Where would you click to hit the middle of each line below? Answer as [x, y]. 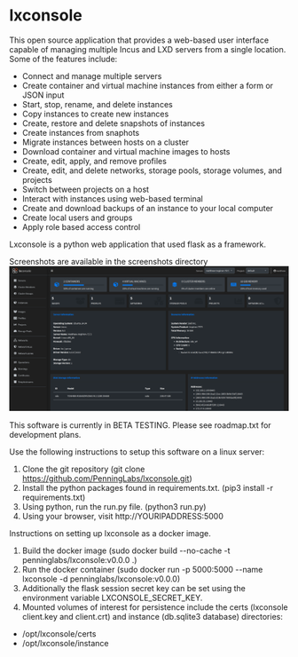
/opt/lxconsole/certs [59, 634]
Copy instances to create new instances [95, 114]
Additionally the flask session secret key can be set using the [134, 589]
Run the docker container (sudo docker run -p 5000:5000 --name [142, 570]
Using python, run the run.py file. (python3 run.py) [114, 507]
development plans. [45, 435]
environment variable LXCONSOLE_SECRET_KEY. [112, 598]
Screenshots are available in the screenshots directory [109, 261]
